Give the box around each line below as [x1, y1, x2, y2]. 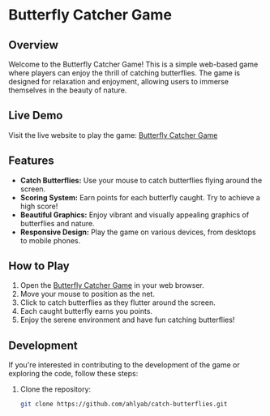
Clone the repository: [19, 384, 92, 394]
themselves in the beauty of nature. [8, 85, 127, 95]
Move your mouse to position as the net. [19, 289, 156, 299]
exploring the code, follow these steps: [8, 369, 139, 379]
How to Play [8, 259, 71, 273]
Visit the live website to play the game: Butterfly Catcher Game [8, 130, 218, 139]
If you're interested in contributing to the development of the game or [8, 360, 241, 370]
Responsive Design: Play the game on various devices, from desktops [19, 227, 257, 237]
